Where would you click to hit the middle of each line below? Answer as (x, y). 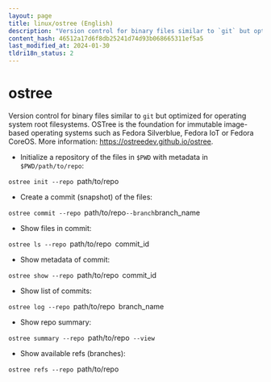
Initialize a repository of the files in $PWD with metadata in (114, 157)
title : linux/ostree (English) (61, 23)
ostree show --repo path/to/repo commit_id (83, 275)
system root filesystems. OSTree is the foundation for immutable (115, 124)
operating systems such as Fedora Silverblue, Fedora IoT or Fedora (142, 132)
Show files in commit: (56, 228)
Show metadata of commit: (65, 259)
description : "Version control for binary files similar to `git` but (129, 31)
